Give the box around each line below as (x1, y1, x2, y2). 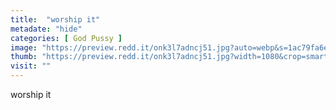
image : (10, 42, 38, 53)
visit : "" (10, 61, 52, 71)
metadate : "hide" (10, 24, 83, 34)
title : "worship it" (10, 14, 101, 25)
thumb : (10, 52, 38, 62)
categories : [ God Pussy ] (10, 33, 123, 43)
